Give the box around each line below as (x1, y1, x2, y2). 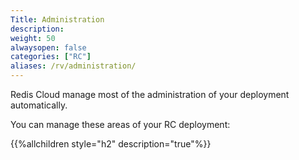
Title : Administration (10, 14, 105, 25)
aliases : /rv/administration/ (10, 61, 137, 71)
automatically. (10, 99, 68, 111)
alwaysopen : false (10, 42, 87, 53)
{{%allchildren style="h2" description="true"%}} (10, 138, 212, 150)
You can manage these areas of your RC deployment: (10, 119, 231, 130)
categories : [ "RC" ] (10, 52, 92, 62)
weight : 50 (10, 33, 56, 43)
